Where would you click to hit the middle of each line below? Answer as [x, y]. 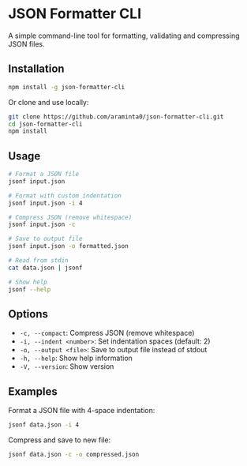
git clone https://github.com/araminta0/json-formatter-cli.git [116, 116]
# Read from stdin [38, 261]
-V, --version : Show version [67, 366]
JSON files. [26, 43]
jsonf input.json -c [42, 225]
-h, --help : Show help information [76, 358]
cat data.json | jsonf [45, 268]
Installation [36, 69]
